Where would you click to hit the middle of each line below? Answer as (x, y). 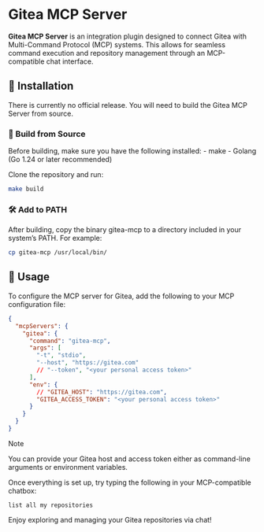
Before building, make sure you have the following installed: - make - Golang (132, 151)
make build (26, 189)
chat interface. (70, 61)
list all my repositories (50, 505)
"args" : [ (45, 348)
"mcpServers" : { (42, 326)
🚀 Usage (29, 277)
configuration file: (37, 304)
